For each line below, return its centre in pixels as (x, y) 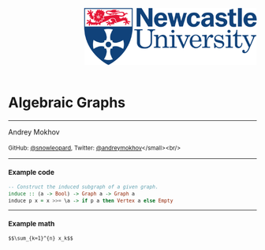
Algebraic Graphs (67, 103)
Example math (32, 224)
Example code (32, 172)
